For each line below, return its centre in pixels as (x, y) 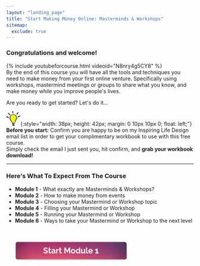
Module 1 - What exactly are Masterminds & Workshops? (85, 189)
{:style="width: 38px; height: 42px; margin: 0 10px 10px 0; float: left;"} (106, 123)
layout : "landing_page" (36, 12)
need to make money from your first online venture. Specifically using (92, 78)
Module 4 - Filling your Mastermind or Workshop (75, 208)
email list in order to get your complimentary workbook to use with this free (98, 136)
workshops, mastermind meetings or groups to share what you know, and (96, 85)
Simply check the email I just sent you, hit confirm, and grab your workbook (100, 149)
